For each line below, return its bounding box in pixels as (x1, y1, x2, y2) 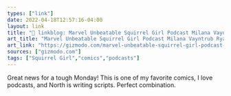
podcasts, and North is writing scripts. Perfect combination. (7, 80, 177, 89)
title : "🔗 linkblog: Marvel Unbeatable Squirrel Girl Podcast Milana (7, 29, 211, 36)
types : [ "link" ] (7, 10, 54, 17)
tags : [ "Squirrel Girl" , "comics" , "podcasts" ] (7, 55, 140, 62)
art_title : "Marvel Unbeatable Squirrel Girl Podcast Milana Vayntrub (7, 36, 214, 43)
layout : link (7, 23, 45, 29)
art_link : (7, 42, 36, 49)
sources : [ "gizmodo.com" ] (7, 49, 81, 56)
